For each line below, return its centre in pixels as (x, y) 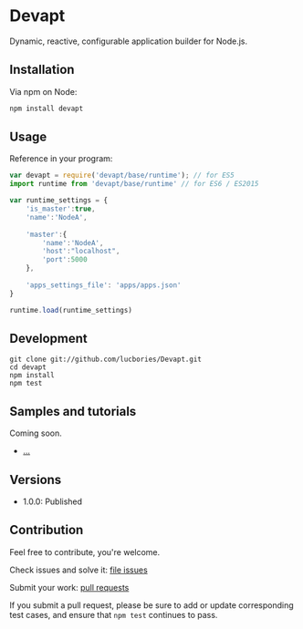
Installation (42, 70)
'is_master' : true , (61, 209)
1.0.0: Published (52, 501)
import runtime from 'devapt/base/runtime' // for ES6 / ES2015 (134, 184)
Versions (36, 479)
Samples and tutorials (73, 411)
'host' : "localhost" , (81, 252)
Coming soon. (36, 433)
